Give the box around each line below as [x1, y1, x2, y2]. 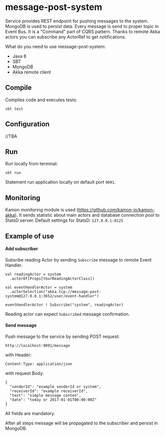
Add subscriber [5, 246, 38, 252]
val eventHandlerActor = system [5, 285, 72, 290]
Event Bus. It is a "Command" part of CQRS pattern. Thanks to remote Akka [5, 28, 161, 34]
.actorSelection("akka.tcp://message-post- [9, 289, 101, 294]
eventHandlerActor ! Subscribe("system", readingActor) [5, 302, 124, 307]
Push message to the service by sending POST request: [5, 333, 120, 339]
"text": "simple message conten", [9, 393, 81, 398]
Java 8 [12, 53, 26, 59]
